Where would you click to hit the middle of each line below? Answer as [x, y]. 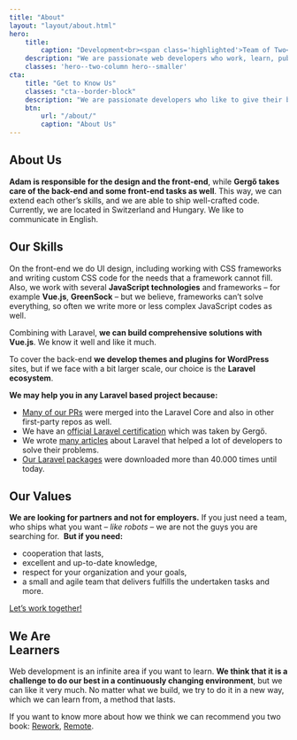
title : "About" [37, 17]
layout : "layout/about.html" [63, 26]
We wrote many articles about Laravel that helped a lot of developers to [152, 440]
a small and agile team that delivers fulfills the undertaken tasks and [145, 582]
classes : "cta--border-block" [81, 91]
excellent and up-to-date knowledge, [89, 563]
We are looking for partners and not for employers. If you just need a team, [148, 518]
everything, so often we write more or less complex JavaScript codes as [141, 305]
